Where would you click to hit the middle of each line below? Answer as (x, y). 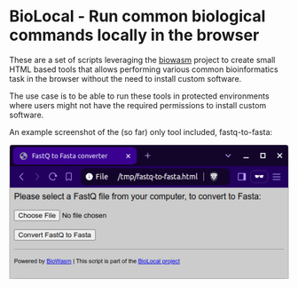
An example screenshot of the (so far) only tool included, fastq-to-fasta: (141, 132)
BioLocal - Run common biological (137, 16)
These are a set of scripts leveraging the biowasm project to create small (142, 60)
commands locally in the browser (134, 35)
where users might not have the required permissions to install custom (138, 105)
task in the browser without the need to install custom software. (125, 78)
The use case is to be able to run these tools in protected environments (139, 96)
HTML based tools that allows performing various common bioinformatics (144, 69)
